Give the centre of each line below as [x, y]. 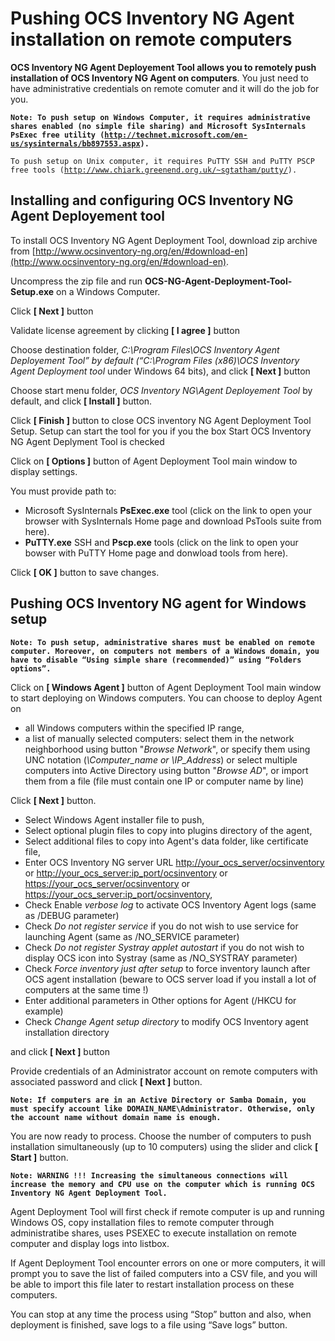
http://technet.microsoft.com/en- [176, 135]
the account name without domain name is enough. [116, 1117]
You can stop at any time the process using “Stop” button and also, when [161, 1314]
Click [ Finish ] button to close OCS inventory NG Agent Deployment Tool [161, 420]
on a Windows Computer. [108, 291]
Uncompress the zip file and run [76, 281]
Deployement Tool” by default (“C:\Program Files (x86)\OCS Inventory [155, 360]
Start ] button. [39, 1157]
